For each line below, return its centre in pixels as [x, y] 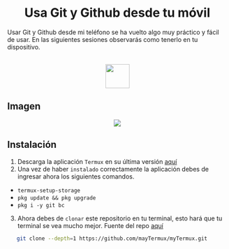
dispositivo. [24, 47]
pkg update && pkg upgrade [57, 198]
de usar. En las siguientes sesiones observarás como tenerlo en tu [103, 39]
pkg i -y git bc [41, 205]
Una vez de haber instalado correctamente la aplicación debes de [113, 169]
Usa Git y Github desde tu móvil [117, 13]
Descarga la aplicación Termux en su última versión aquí [97, 161]
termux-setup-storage [49, 190]
